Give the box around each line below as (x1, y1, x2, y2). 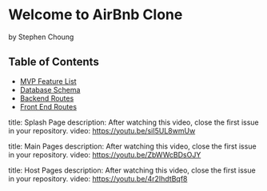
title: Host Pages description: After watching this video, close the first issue (8, 165, 256, 175)
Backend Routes (19, 94, 74, 103)
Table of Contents (8, 55, 100, 69)
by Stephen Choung (8, 32, 74, 42)
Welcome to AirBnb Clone (8, 6, 183, 24)
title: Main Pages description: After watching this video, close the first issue (8, 141, 257, 151)
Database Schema (19, 85, 81, 94)
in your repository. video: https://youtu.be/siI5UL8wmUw (8, 125, 196, 135)
